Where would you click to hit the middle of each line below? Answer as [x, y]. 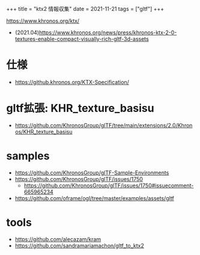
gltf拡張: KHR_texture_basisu [80, 109]
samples [28, 156]
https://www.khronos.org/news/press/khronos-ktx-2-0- [108, 32]
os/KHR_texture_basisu [44, 132]
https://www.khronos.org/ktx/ [43, 21]
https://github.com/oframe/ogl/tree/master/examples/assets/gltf [94, 198]
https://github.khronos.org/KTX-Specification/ [72, 82]
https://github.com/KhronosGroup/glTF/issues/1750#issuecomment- [109, 185]
